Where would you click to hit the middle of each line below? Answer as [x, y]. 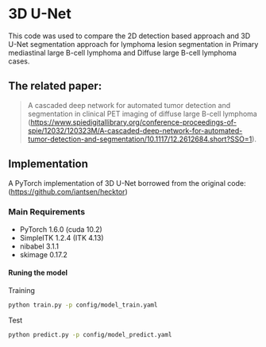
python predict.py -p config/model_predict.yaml [90, 334]
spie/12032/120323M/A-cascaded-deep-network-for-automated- [135, 130]
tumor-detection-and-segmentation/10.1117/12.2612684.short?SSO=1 [140, 139]
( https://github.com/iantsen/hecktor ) [68, 191]
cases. [19, 61]
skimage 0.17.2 [43, 254]
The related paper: [55, 86]
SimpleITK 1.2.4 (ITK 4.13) [62, 237]
